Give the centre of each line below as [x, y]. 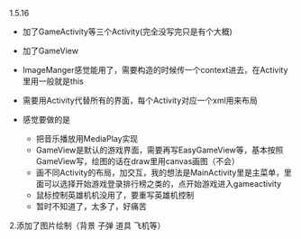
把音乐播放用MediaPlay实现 [87, 138]
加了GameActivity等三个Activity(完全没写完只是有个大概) [127, 32]
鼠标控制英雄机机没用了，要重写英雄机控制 [115, 195]
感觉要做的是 [46, 119]
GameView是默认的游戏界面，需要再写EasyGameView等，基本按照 [160, 150]
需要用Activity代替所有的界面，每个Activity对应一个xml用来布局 [140, 100]
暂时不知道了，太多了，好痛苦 [91, 206]
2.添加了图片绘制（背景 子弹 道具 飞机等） [87, 225]
